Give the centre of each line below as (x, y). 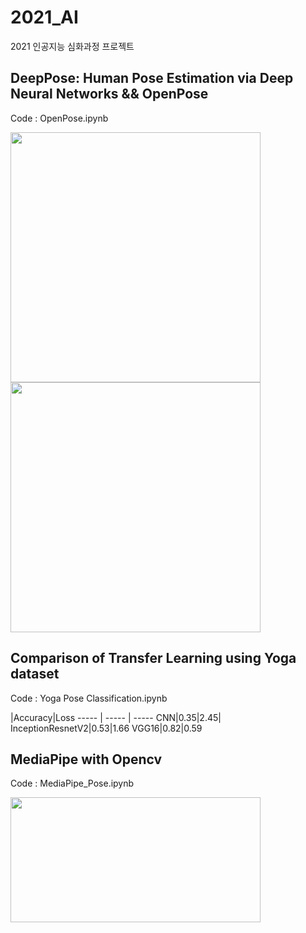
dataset (35, 674)
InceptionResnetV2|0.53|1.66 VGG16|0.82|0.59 (106, 728)
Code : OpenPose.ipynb (59, 118)
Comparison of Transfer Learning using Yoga (153, 658)
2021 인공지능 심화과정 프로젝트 (72, 46)
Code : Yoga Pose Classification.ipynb (89, 698)
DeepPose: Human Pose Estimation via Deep (152, 78)
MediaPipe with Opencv (86, 759)
